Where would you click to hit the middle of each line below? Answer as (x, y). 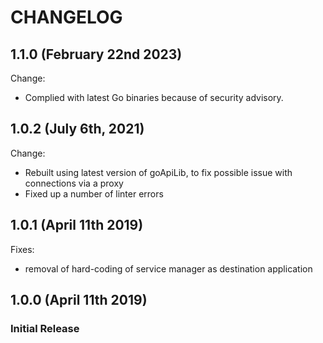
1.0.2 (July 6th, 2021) (77, 129)
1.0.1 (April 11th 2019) (77, 225)
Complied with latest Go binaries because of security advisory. (154, 97)
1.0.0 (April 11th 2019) (79, 300)
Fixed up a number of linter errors (94, 193)
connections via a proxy (74, 183)
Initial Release (45, 328)
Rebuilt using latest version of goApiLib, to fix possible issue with (158, 172)
